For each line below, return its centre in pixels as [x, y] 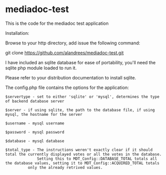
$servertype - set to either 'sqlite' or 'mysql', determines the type [82, 97]
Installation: [17, 33]
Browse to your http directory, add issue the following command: [73, 43]
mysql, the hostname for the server [44, 114]
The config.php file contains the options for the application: [67, 88]
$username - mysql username [35, 123]
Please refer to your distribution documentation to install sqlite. [71, 77]
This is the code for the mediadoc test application [57, 23]
